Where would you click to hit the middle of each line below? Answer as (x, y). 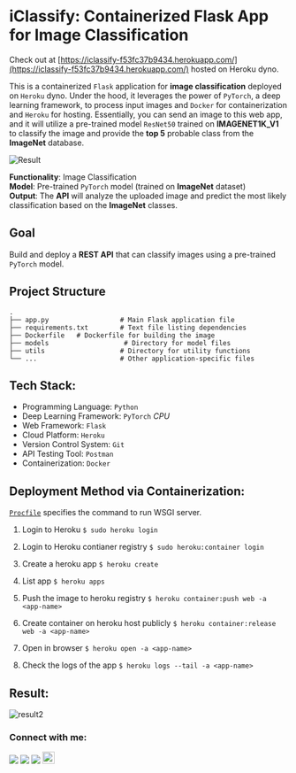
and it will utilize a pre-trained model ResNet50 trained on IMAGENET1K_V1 (144, 124)
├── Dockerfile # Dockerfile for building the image (112, 335)
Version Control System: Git (73, 444)
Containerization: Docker (66, 463)
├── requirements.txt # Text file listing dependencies (128, 328)
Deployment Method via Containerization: (127, 491)
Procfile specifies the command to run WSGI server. (105, 513)
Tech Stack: (43, 386)
